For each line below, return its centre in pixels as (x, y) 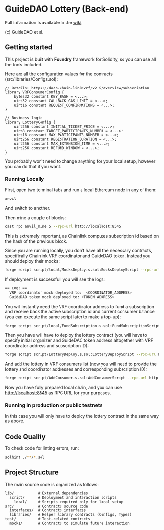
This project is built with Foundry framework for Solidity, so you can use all (81, 59)
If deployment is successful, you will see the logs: (55, 279)
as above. (15, 421)
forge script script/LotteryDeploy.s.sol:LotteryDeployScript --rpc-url (81, 355)
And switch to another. (28, 208)
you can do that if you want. (33, 166)
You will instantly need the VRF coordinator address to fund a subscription (80, 307)
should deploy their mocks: (32, 261)
